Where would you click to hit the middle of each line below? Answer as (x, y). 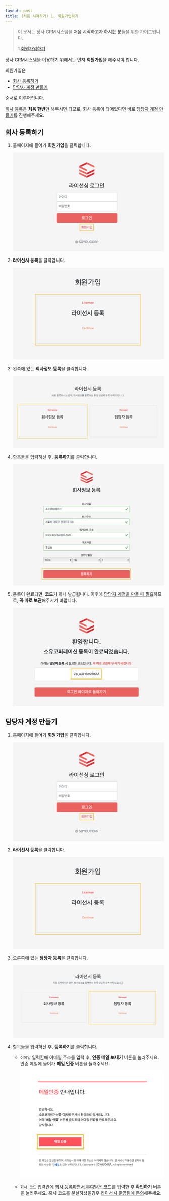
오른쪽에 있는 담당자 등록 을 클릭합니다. (50, 958)
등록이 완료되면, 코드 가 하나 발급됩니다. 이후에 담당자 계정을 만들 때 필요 (83, 594)
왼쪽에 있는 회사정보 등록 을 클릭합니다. (50, 369)
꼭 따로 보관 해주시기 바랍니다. (48, 600)
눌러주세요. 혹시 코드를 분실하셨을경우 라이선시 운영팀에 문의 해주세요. (94, 1193)
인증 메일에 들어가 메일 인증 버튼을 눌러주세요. (65, 1064)
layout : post (19, 11)
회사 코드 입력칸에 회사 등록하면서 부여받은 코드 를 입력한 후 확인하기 (86, 1187)
